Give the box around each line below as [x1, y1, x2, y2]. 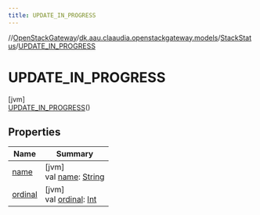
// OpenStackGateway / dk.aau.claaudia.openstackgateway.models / [8, 33, 221, 42]
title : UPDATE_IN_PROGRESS [8, 11, 96, 20]
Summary [56, 149, 94, 159]
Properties [8, 125, 61, 138]
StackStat [220, 33, 252, 42]
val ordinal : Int [45, 194, 97, 205]
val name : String [45, 171, 105, 182]
